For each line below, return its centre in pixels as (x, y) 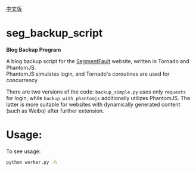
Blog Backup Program (34, 49)
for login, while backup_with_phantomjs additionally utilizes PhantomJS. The (98, 98)
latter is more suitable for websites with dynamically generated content (93, 104)
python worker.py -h (32, 162)
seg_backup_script (55, 33)
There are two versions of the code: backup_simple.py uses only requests (96, 92)
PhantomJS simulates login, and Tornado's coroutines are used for (88, 74)
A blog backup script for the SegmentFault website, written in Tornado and (98, 61)
